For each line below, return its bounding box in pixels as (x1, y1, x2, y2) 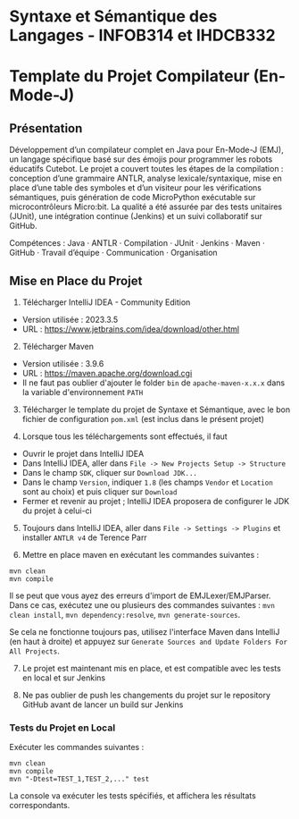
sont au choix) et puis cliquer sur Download (21, 486, 178, 497)
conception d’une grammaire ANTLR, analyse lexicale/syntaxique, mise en (9, 173, 283, 184)
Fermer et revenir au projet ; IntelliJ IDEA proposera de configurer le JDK (21, 496, 290, 506)
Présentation (9, 121, 83, 136)
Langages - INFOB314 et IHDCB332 (9, 25, 276, 46)
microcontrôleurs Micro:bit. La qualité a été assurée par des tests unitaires (9, 201, 283, 212)
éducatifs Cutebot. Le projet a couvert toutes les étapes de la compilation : (9, 164, 284, 174)
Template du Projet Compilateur (9, 66, 250, 87)
